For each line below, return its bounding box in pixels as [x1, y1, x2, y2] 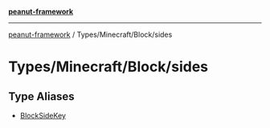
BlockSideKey [19, 111, 67, 120]
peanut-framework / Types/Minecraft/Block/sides [8, 30, 173, 39]
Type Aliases [8, 90, 75, 103]
